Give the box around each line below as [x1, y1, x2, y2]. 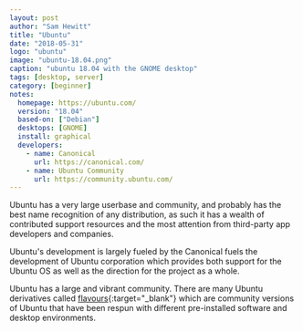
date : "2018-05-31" [9, 38, 84, 48]
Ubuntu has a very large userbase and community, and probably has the [9, 200, 282, 211]
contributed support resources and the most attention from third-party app [9, 219, 290, 230]
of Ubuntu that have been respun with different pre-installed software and [9, 303, 287, 314]
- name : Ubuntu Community [26, 166, 125, 175]
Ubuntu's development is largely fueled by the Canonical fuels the [9, 246, 258, 257]
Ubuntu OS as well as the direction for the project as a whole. [9, 265, 240, 276]
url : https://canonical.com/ [33, 157, 145, 167]
